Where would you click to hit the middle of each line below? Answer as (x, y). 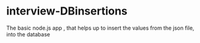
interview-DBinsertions (67, 11)
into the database (28, 34)
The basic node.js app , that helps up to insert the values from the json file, (100, 28)
